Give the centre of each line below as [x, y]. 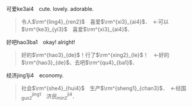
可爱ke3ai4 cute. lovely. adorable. [50, 9]
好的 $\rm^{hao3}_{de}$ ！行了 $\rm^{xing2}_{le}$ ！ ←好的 [95, 55]
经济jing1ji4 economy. [35, 75]
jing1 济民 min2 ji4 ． [55, 96]
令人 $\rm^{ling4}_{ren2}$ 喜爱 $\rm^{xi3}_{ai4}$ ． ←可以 [95, 22]
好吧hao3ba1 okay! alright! [41, 42]
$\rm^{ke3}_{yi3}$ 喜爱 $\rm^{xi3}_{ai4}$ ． [77, 29]
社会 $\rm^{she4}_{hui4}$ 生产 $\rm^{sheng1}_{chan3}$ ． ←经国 [104, 88]
